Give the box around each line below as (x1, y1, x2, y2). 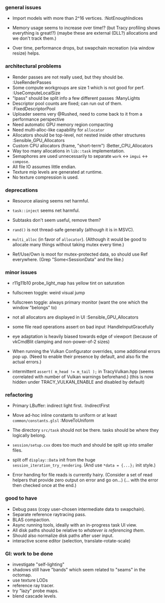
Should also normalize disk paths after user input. (12, 533, 114, 538)
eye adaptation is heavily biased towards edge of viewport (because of (12, 334, 158, 339)
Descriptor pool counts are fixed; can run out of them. (12, 100, 123, 106)
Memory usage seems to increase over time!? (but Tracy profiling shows (12, 25, 160, 31)
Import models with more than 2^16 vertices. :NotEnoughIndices (12, 15, 143, 21)
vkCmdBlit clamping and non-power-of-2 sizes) (12, 339, 110, 345)
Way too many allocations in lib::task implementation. (12, 148, 125, 154)
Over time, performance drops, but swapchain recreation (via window (12, 45, 155, 51)
